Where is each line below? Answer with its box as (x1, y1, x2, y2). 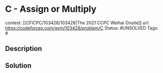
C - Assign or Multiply (5, 3, 97, 15)
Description (5, 44, 42, 53)
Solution (5, 61, 32, 70)
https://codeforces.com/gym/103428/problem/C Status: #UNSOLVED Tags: (5, 25, 159, 31)
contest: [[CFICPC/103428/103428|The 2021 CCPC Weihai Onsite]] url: (5, 20, 150, 26)
